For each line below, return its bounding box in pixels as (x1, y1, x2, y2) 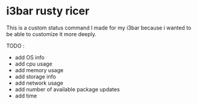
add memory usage (14, 66, 64, 73)
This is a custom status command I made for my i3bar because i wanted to (6, 24, 192, 31)
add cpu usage (14, 60, 52, 67)
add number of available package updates (14, 85, 120, 93)
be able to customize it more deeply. (6, 30, 97, 37)
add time (14, 92, 37, 99)
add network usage (14, 79, 63, 87)
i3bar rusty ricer (6, 4, 90, 18)
